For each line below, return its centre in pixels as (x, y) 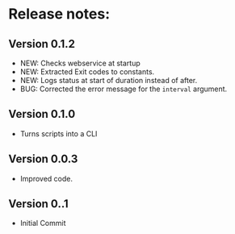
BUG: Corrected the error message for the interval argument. (124, 89)
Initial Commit (43, 224)
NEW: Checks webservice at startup (80, 63)
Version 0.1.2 (42, 44)
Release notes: (59, 14)
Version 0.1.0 (42, 114)
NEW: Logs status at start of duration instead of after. (109, 80)
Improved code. (46, 178)
